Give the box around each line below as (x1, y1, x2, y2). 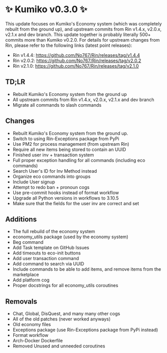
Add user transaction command (12, 255, 79, 262)
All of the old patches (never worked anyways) (12, 316, 111, 322)
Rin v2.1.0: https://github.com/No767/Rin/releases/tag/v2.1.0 (12, 62, 139, 69)
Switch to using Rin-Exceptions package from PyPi (12, 136, 120, 142)
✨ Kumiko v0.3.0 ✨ (5, 4, 88, 15)
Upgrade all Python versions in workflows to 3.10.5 (12, 195, 119, 201)
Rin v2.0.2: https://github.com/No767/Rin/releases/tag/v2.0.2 (12, 57, 142, 63)
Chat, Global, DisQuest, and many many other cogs (12, 311, 121, 317)
